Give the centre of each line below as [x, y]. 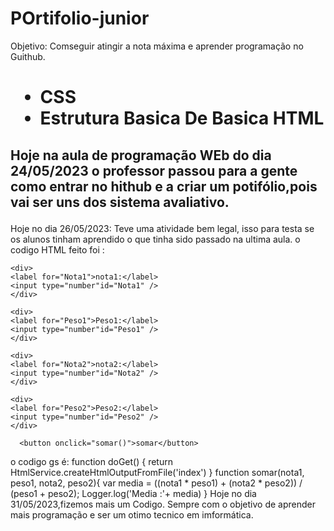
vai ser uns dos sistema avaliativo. [120, 202]
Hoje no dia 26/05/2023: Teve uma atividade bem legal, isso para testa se [162, 228]
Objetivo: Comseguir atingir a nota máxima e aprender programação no [157, 46]
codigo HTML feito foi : [57, 249]
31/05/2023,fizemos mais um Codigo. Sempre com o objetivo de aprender [163, 504]
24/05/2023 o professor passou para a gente [154, 170]
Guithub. [28, 56]
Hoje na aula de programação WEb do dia [141, 155]
